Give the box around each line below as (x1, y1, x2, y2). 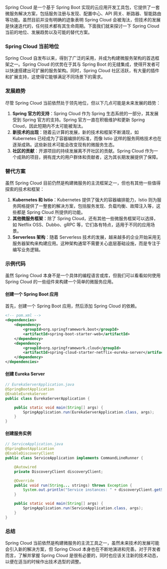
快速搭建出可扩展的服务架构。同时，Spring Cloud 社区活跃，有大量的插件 (9, 68, 160, 74)
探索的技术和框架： (5, 186, 45, 192)
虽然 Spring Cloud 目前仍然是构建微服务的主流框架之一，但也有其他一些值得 (5, 180, 161, 186)
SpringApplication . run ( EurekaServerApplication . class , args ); (23, 410, 155, 415)
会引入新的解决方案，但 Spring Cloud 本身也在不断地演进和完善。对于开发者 (5, 546, 161, 552)
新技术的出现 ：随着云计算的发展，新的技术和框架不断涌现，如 (12, 129, 139, 135)
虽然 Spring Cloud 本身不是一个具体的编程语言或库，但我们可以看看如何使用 (5, 273, 161, 279)
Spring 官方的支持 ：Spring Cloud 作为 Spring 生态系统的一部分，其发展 (12, 110, 159, 116)
